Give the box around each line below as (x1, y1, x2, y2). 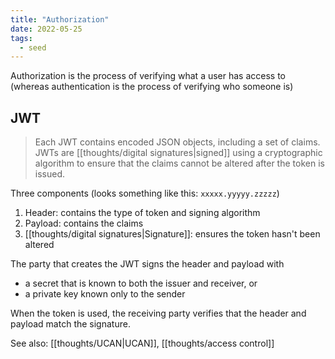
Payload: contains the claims (24, 217, 144, 230)
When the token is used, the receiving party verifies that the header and (10, 307, 307, 320)
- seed (19, 42, 47, 53)
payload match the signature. (10, 318, 131, 330)
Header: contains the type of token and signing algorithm (24, 207, 261, 219)
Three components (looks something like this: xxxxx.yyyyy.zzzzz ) (10, 187, 280, 200)
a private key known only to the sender (24, 288, 186, 300)
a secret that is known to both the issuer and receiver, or (24, 277, 258, 290)
